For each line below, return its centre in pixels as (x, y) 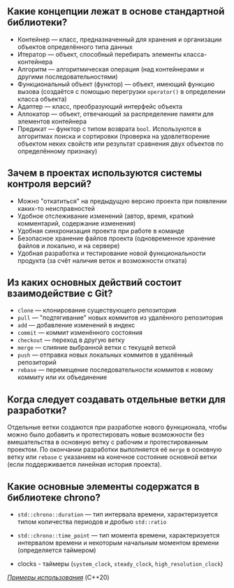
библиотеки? (37, 23)
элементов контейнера (52, 121)
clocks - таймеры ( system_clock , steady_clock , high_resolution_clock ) (120, 564)
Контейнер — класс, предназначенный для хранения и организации (119, 39)
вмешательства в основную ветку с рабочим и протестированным (108, 442)
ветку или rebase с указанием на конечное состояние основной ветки (112, 457)
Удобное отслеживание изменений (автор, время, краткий (105, 216)
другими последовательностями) (67, 76)
